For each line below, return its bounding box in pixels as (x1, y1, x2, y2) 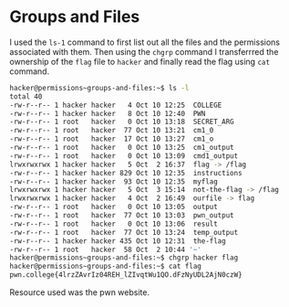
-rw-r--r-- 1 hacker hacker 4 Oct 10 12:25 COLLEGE (9, 101, 222, 110)
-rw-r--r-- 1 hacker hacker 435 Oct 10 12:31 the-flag (9, 236, 226, 246)
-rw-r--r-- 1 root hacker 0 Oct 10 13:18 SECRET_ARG (9, 117, 234, 127)
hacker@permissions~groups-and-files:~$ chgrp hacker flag (9, 253, 239, 262)
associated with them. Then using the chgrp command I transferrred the (9, 46, 279, 57)
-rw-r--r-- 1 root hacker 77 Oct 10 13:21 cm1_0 (9, 126, 214, 135)
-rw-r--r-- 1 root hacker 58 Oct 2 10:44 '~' (9, 245, 202, 254)
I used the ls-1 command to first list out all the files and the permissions (9, 37, 281, 48)
